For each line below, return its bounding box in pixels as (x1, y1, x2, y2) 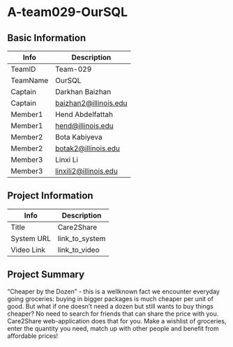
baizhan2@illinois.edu (54, 98, 128, 108)
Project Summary (7, 269, 85, 281)
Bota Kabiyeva (54, 132, 103, 141)
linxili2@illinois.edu (54, 167, 119, 176)
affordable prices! (7, 332, 59, 340)
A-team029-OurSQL (7, 4, 128, 20)
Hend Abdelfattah (54, 109, 114, 119)
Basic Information (7, 32, 87, 44)
